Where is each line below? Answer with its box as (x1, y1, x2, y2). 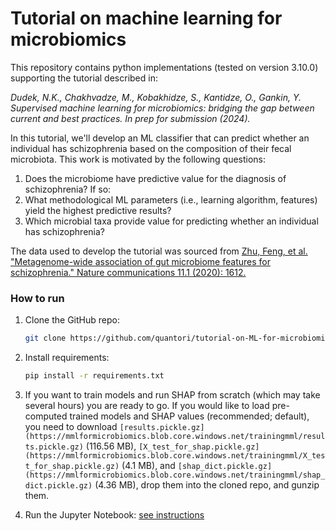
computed (24, 410, 68, 422)
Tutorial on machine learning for (10, 7, 283, 30)
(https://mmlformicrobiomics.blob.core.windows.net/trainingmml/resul (24, 431, 326, 441)
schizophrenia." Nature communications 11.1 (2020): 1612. (10, 266, 247, 278)
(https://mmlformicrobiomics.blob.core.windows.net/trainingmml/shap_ (24, 470, 326, 480)
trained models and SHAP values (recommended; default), (69, 410, 310, 422)
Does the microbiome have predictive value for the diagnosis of (24, 172, 287, 184)
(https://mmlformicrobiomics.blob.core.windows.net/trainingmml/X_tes (24, 450, 326, 461)
